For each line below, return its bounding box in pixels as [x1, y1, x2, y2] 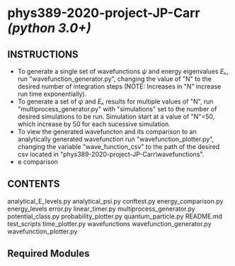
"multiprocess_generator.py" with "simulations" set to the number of [17, 105, 217, 113]
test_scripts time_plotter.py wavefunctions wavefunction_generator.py [7, 219, 212, 228]
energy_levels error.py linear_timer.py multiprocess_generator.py [7, 204, 196, 213]
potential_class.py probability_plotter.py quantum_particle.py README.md [7, 211, 223, 221]
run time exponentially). [17, 90, 87, 98]
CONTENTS [7, 178, 60, 190]
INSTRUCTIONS [7, 48, 79, 60]
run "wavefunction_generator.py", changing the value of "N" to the [17, 74, 212, 83]
